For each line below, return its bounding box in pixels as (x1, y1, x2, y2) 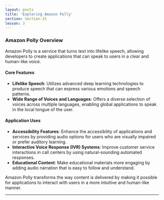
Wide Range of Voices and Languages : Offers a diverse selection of (12, 96, 150, 102)
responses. (12, 155, 35, 160)
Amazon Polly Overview (5, 37, 63, 44)
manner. (5, 184, 22, 191)
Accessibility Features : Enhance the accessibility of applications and (12, 128, 152, 134)
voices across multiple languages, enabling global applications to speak (12, 101, 157, 107)
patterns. (12, 91, 31, 97)
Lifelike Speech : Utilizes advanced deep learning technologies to (12, 80, 144, 86)
